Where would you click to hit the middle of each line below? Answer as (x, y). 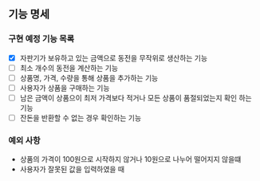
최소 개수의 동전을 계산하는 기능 (69, 68)
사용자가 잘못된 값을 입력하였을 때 (72, 169)
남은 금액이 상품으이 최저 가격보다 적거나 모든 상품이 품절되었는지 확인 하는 (136, 97)
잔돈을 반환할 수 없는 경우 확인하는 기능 (81, 118)
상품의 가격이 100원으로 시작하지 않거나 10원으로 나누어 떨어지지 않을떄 (130, 159)
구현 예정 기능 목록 (41, 39)
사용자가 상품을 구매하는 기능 (65, 88)
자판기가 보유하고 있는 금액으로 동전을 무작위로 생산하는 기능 (114, 57)
